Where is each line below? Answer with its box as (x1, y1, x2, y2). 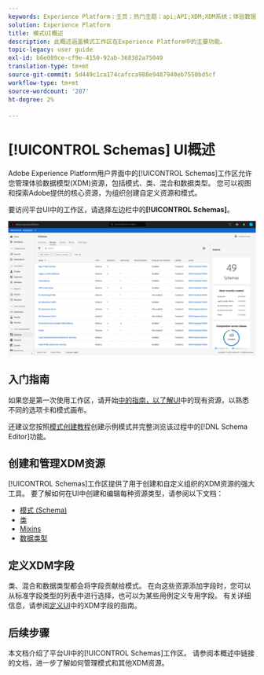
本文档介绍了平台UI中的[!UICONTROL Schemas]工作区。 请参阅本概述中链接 (8, 648, 255, 658)
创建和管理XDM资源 (8, 457, 106, 471)
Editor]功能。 (8, 431, 51, 441)
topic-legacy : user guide (8, 46, 93, 54)
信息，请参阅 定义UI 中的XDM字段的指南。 (8, 601, 141, 611)
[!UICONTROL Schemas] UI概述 (8, 141, 216, 159)
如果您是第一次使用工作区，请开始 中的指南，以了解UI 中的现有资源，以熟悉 (8, 395, 250, 405)
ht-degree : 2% (8, 95, 55, 104)
